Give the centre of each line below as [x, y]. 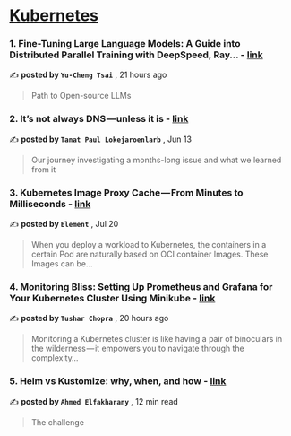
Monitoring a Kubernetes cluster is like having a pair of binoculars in [157, 339]
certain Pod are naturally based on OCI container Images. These [150, 254]
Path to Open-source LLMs [81, 96]
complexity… [55, 358]
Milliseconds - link [50, 204]
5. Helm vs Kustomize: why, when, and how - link [118, 381]
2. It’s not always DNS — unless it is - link [99, 119]
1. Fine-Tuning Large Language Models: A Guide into [125, 44]
